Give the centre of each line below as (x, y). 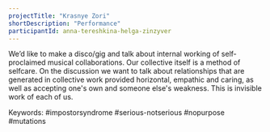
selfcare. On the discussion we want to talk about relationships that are (127, 71)
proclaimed (27, 62)
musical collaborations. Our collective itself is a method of (144, 62)
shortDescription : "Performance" (65, 23)
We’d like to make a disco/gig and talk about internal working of (114, 54)
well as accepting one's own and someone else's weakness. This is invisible (135, 88)
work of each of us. (41, 97)
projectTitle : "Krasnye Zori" (59, 16)
